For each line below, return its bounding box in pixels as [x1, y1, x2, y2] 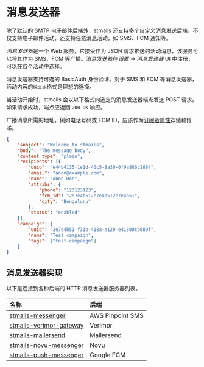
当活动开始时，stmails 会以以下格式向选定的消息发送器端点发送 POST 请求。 [6, 95, 198, 103]
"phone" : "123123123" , [38, 187, 97, 193]
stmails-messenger [9, 311, 66, 320]
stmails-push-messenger [9, 351, 84, 359]
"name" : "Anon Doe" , [28, 176, 80, 182]
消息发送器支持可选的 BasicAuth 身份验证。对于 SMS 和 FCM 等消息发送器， [6, 75, 198, 83]
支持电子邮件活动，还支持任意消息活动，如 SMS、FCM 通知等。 [11, 34, 172, 41]
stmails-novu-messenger [9, 341, 84, 349]
